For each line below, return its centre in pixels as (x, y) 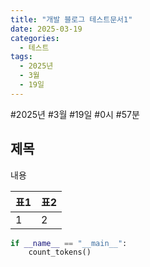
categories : (35, 38)
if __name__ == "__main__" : (69, 243)
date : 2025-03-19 (46, 29)
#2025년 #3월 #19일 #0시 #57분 (75, 114)
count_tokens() (60, 252)
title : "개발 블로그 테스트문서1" (71, 19)
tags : (21, 57)
